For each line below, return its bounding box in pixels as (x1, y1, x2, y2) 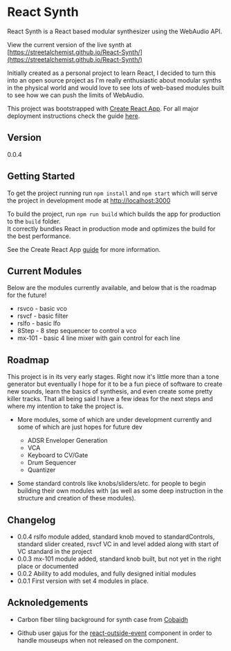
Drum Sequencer (27, 459, 77, 467)
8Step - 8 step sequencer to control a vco (17, 327, 137, 335)
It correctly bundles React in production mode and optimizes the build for (7, 224, 216, 232)
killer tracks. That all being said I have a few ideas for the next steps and (7, 395, 213, 403)
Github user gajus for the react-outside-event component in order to (17, 629, 212, 637)
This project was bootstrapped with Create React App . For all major (7, 104, 199, 112)
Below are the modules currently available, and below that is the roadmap (7, 284, 216, 292)
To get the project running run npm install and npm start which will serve (7, 189, 218, 197)
